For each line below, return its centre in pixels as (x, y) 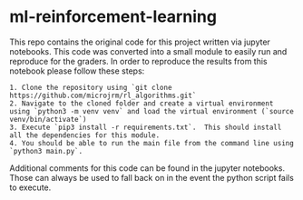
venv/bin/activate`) (49, 119)
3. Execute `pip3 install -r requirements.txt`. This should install (146, 127)
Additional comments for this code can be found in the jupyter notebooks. (147, 168)
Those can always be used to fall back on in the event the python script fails (152, 177)
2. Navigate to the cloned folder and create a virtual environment (142, 103)
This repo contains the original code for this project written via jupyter (140, 42)
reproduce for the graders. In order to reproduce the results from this (138, 61)
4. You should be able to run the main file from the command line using (152, 143)
